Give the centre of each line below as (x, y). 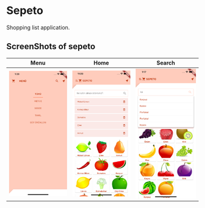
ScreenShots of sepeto (51, 47)
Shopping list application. (38, 27)
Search (166, 63)
